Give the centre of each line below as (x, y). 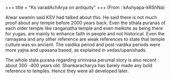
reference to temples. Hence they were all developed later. (67, 71)
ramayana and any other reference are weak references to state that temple (85, 39)
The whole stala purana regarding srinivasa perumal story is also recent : (82, 60)
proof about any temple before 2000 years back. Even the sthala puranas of (86, 23)
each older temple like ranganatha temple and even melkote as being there (84, 28)
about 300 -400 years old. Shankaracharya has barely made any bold (79, 65)
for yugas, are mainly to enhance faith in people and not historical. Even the (85, 34)
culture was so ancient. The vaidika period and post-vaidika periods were (83, 45)
